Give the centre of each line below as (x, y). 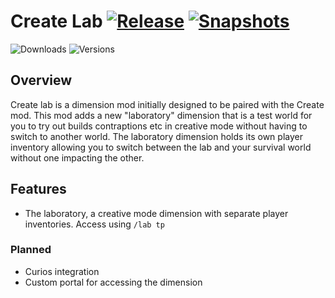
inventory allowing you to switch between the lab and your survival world (161, 147)
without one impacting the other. (77, 157)
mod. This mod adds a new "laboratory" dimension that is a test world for (161, 115)
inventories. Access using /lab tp (94, 224)
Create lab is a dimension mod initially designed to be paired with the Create (167, 104)
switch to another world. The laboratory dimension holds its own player (156, 136)
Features (38, 189)
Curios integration (62, 271)
